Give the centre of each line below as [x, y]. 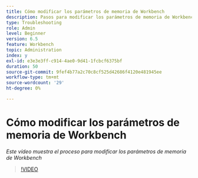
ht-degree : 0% [24, 88]
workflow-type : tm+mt [33, 77]
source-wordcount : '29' [35, 83]
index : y [17, 55]
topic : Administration [34, 50]
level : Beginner [26, 34]
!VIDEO [29, 169]
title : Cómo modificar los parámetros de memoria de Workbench [85, 11]
